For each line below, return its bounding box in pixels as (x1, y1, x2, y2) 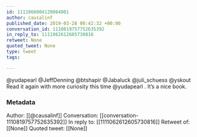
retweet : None (6, 37, 43, 43)
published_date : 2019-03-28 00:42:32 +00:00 (6, 20, 121, 26)
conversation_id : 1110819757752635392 (6, 26, 105, 32)
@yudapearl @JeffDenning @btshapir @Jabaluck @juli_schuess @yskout (6, 76, 192, 83)
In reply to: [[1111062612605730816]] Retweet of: (68, 118, 190, 125)
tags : (6, 54, 20, 60)
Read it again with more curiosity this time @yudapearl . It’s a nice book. (6, 83, 187, 90)
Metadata (6, 98, 35, 107)
